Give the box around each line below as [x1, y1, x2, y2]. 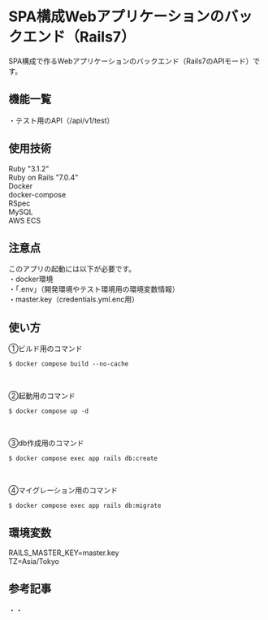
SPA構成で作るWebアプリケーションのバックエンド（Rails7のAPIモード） [8, 56, 253, 66]
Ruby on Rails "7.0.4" [8, 172, 79, 182]
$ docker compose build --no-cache [8, 360, 129, 368]
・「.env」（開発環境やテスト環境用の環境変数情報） [8, 284, 180, 294]
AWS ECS [8, 215, 41, 225]
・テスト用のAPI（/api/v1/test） [8, 115, 115, 125]
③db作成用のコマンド [8, 438, 84, 448]
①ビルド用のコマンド [8, 344, 83, 353]
